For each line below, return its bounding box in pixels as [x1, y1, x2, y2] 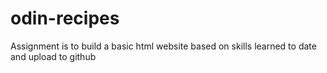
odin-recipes [10, 7, 120, 30]
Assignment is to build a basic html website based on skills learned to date [10, 40, 317, 52]
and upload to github [10, 50, 97, 62]
